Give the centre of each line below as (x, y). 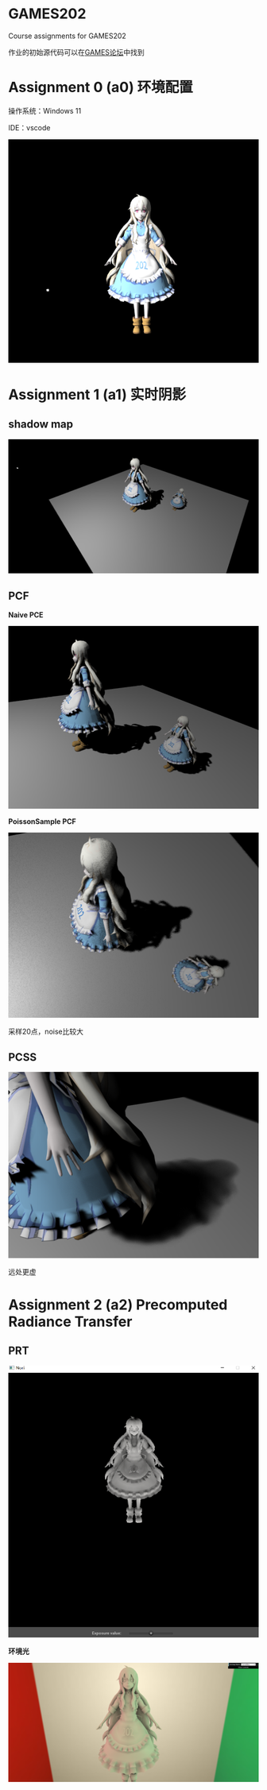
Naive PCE (26, 615)
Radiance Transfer (70, 1322)
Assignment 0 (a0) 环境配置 (101, 87)
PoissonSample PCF (43, 821)
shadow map (41, 425)
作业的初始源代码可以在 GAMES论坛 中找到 (76, 52)
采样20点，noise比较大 (46, 1032)
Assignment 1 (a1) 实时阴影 (97, 394)
